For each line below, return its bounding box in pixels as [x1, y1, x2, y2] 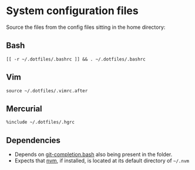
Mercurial [6, 104, 42, 114]
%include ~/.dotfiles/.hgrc [6, 119, 75, 125]
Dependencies [6, 135, 60, 145]
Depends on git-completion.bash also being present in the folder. [14, 151, 173, 158]
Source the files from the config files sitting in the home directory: [6, 24, 166, 31]
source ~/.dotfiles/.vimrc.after [6, 88, 88, 94]
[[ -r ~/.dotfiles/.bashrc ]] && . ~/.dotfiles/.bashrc [6, 56, 146, 62]
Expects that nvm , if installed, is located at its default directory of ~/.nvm [14, 157, 190, 164]
